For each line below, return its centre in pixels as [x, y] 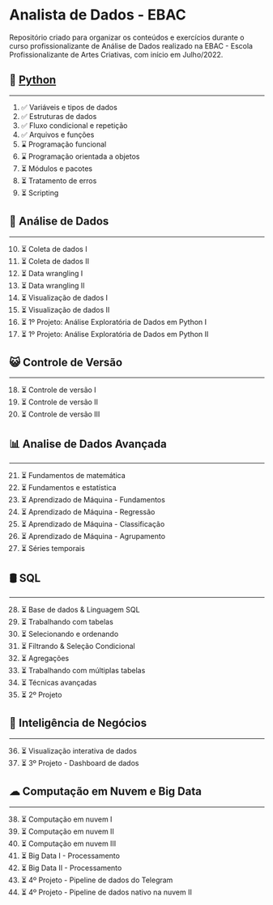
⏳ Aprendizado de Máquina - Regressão [88, 512]
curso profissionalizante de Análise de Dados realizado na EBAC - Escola [131, 45]
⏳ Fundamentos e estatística [68, 488]
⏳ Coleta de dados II [55, 261]
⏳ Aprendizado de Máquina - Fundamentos [93, 500]
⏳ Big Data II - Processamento [71, 868]
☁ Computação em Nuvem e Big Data [105, 792]
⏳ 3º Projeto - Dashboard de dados [80, 762]
